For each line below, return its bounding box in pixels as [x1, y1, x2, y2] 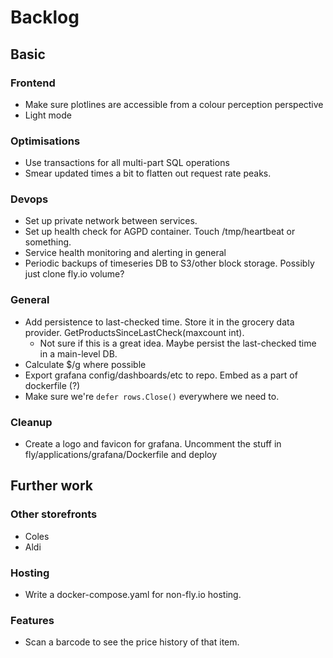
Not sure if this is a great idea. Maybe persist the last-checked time [39, 337, 317, 349]
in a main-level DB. [39, 347, 118, 360]
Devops [10, 192, 49, 206]
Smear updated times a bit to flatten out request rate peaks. [24, 167, 272, 180]
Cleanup [10, 415, 53, 429]
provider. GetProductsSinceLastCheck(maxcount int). [24, 326, 245, 338]
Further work [10, 477, 94, 495]
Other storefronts [10, 507, 98, 521]
